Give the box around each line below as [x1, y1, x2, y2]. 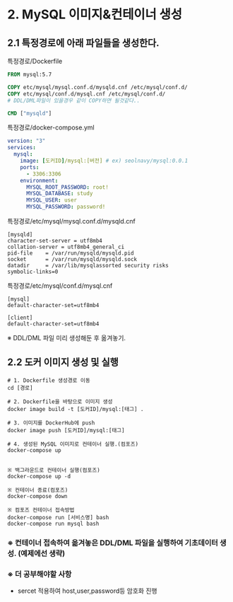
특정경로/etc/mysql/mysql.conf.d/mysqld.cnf [7, 217, 136, 225]
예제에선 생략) [20, 548, 66, 558]
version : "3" [7, 137, 46, 145]
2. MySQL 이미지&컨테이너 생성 [7, 6, 182, 23]
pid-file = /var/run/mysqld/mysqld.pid [7, 250, 134, 257]
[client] [7, 314, 33, 321]
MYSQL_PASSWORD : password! [25, 203, 106, 211]
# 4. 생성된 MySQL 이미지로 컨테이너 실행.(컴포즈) [7, 440, 139, 448]
